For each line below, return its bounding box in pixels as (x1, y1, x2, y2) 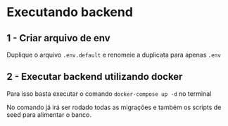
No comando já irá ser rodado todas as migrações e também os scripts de (6, 103, 222, 111)
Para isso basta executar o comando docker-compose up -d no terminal (6, 89, 212, 98)
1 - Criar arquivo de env (6, 32, 110, 44)
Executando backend (6, 4, 133, 20)
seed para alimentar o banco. (6, 110, 92, 119)
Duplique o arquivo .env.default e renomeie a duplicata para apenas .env (6, 50, 221, 59)
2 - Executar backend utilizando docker (6, 71, 183, 83)
